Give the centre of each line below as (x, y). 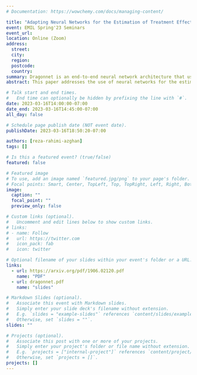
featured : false (26, 163)
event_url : (19, 33)
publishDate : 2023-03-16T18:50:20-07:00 (56, 131)
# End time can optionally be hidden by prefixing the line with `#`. (97, 98)
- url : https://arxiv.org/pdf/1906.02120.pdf (68, 271)
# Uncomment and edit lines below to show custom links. (80, 222)
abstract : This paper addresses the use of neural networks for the (91, 82)
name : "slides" (35, 287)
